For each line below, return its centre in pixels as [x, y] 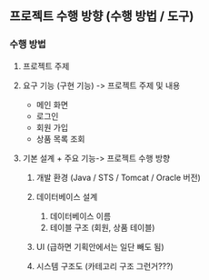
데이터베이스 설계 [67, 196]
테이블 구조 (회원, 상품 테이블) [102, 227]
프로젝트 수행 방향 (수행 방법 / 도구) [102, 16]
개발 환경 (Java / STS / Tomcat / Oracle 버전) [119, 177]
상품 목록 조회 [60, 138]
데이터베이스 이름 [80, 215]
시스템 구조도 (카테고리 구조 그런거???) [105, 265]
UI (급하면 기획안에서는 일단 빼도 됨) [100, 246]
